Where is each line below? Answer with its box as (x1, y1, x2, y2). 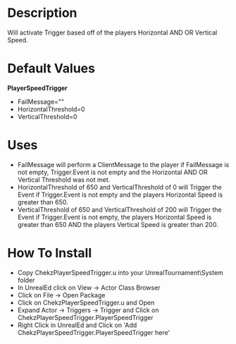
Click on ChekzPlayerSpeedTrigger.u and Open (17, 298, 155, 307)
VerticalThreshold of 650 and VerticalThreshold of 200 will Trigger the (17, 205, 222, 214)
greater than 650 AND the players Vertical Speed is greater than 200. (17, 220, 218, 228)
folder (17, 276, 35, 284)
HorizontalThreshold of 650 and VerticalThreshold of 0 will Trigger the (17, 183, 222, 191)
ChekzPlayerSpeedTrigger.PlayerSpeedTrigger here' (17, 328, 170, 336)
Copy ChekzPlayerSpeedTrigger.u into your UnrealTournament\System (17, 268, 223, 276)
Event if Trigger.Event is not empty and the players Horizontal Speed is (17, 190, 223, 199)
